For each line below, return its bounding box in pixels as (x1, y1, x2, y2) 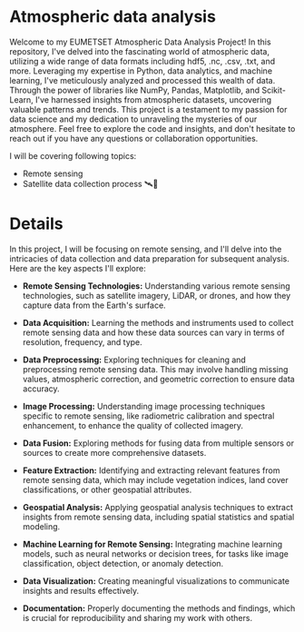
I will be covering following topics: (9, 150, 137, 161)
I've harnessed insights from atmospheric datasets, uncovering (34, 94, 272, 105)
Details (9, 213, 64, 234)
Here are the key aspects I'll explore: (9, 262, 147, 273)
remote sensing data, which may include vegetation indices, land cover (22, 474, 289, 485)
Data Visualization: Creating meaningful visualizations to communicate (22, 575, 290, 587)
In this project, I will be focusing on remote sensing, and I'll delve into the (9, 243, 282, 254)
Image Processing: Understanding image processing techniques (22, 400, 266, 411)
